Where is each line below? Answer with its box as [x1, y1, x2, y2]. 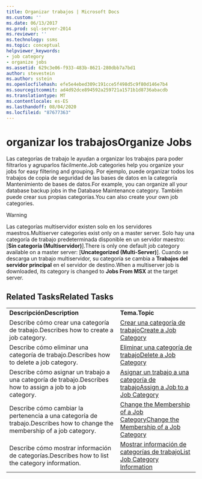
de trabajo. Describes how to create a [9, 326, 114, 334]
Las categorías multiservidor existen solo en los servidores [6, 223, 152, 230]
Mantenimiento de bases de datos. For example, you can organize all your [6, 181, 188, 188]
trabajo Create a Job [120, 326, 177, 334]
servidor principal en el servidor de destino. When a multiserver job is [6, 261, 179, 269]
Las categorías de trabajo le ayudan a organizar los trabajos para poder [6, 155, 183, 162]
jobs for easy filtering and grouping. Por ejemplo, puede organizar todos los [6, 168, 194, 175]
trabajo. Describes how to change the [9, 419, 114, 427]
